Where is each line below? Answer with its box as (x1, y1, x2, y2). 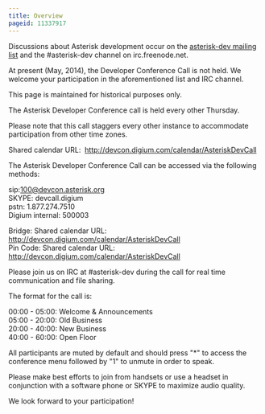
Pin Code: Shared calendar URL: (8, 243, 115, 252)
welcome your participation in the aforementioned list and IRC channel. (8, 74, 244, 84)
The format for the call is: (8, 291, 93, 301)
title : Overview (8, 11, 63, 20)
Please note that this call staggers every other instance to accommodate (8, 121, 250, 130)
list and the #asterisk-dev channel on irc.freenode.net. (8, 50, 189, 59)
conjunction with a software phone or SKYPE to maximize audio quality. (8, 380, 246, 390)
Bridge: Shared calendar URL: (8, 226, 107, 236)
